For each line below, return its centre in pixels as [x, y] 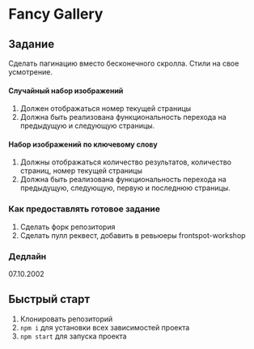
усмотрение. [30, 72]
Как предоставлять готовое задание [84, 209]
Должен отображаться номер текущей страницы [106, 109]
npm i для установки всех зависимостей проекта [105, 327]
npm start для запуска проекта [73, 336]
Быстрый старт [49, 299]
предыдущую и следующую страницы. [87, 126]
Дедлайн [28, 256]
